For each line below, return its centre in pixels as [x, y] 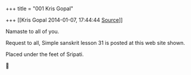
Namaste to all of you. [32, 31]
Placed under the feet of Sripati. [45, 54]
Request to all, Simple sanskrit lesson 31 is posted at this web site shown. [95, 43]
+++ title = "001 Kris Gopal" [40, 9]
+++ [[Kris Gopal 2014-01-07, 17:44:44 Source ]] [64, 20]
